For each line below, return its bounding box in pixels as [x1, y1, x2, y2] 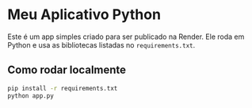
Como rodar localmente [7, 64, 127, 77]
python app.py [7, 91, 55, 100]
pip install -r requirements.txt [7, 84, 118, 92]
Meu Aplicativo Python [7, 6, 162, 24]
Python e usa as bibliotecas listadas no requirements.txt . [7, 40, 196, 49]
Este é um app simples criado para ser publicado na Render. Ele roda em [7, 32, 245, 41]
